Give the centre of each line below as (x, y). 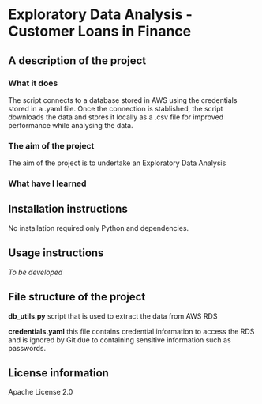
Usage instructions (56, 253)
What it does (33, 83)
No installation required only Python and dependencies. (99, 228)
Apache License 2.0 (41, 392)
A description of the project (77, 60)
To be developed (36, 272)
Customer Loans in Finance (100, 31)
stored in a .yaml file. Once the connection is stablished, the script (116, 108)
